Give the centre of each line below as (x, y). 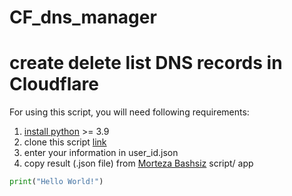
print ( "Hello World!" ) (56, 182)
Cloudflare (54, 84)
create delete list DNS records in (146, 63)
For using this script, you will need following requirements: (129, 112)
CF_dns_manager (83, 17)
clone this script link (65, 142)
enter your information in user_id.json (101, 153)
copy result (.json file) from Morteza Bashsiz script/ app (138, 163)
